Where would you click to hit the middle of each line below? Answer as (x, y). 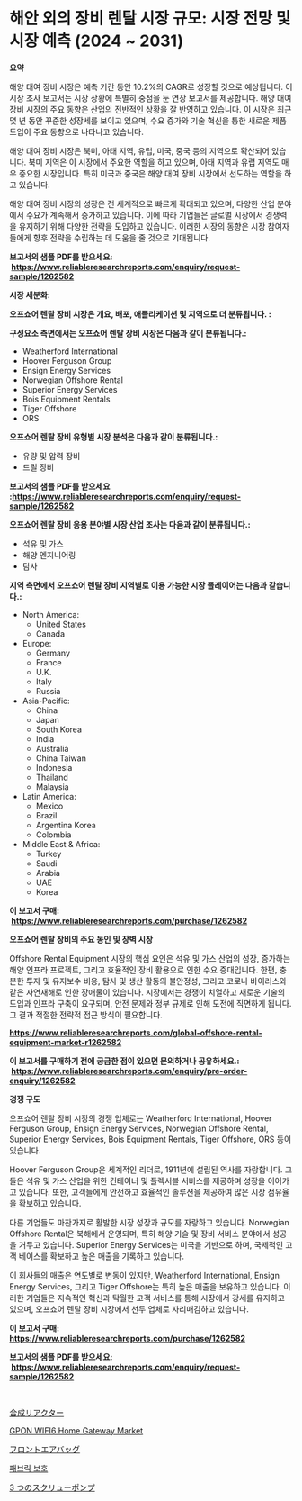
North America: (50, 614)
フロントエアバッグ (45, 1449)
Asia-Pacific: (46, 701)
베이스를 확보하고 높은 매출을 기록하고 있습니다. (102, 1256)
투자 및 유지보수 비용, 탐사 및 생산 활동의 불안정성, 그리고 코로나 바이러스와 (156, 981)
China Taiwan (61, 758)
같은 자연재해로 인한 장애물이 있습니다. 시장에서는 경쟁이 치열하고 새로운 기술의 (147, 992)
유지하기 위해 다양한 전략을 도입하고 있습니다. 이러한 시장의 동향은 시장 (142, 226)
